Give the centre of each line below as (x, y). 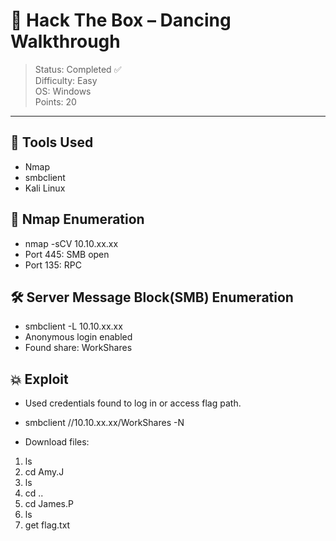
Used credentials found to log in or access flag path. (133, 403)
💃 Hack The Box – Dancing (121, 20)
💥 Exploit (39, 379)
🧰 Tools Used (52, 142)
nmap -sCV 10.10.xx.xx (71, 243)
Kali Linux (45, 188)
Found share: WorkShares (78, 348)
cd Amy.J (44, 472)
